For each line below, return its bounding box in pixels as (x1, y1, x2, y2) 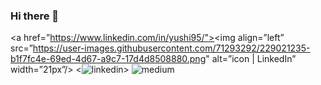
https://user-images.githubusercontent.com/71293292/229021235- (32, 42, 311, 54)
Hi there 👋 (10, 9, 60, 23)
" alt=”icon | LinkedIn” (205, 53, 297, 65)
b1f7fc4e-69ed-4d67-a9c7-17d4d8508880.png (10, 53, 207, 65)
